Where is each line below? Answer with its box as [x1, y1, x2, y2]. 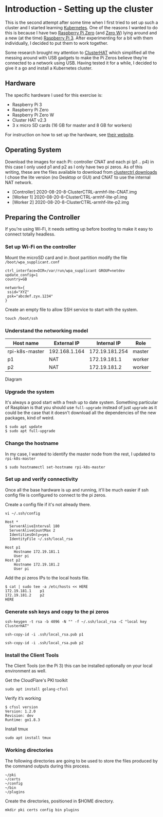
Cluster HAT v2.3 [12, 117, 47, 123]
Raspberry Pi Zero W [12, 112, 54, 118]
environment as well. [5, 668, 47, 674]
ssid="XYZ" [7, 290, 29, 294]
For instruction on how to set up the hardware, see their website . [5, 131, 135, 137]
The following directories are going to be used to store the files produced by [5, 758, 158, 763]
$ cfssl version [5, 705, 38, 710]
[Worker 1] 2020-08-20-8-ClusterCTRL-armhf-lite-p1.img [12, 194, 127, 200]
